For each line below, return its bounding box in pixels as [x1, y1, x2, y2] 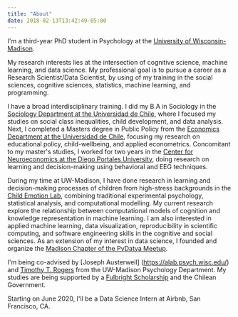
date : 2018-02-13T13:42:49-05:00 [7, 17, 107, 24]
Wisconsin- [192, 36, 227, 45]
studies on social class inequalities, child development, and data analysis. [7, 117, 223, 125]
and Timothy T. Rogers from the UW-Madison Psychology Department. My [7, 265, 227, 274]
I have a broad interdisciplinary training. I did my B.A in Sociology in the [7, 102, 217, 110]
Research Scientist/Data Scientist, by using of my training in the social [7, 72, 213, 82]
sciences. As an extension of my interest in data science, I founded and [7, 236, 217, 245]
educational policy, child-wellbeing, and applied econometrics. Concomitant [7, 139, 231, 148]
